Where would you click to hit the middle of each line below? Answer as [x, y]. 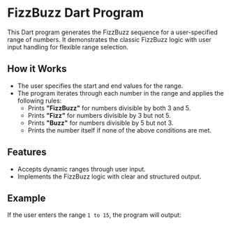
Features [27, 152]
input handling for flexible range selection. [68, 47]
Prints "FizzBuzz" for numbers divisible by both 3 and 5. [109, 108]
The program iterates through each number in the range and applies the [121, 93]
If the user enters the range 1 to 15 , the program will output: [94, 215]
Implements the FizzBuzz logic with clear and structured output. [109, 176]
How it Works [37, 69]
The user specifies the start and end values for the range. [100, 86]
